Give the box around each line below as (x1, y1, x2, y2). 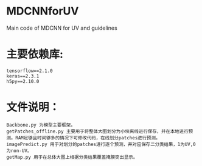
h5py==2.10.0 (6, 78, 40, 84)
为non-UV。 (6, 147, 32, 154)
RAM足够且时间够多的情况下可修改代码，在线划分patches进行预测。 (15, 134, 161, 141)
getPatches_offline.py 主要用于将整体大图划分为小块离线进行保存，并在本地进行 (6, 128, 189, 134)
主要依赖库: (6, 47, 64, 61)
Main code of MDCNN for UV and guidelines (6, 24, 117, 32)
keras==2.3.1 (6, 73, 40, 79)
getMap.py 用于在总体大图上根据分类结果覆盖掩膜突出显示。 (6, 154, 138, 160)
